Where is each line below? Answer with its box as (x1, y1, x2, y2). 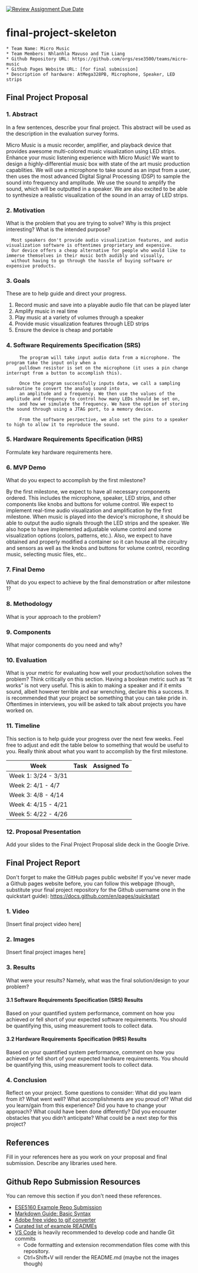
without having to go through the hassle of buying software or (11, 258, 173, 263)
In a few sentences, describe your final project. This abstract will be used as (6, 124, 192, 131)
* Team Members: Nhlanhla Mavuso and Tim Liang (6, 51, 126, 57)
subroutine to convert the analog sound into (6, 385, 120, 391)
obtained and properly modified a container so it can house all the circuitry (6, 538, 187, 545)
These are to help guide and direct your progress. (6, 290, 127, 297)
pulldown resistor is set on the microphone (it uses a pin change (19, 365, 189, 371)
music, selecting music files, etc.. (6, 551, 87, 558)
